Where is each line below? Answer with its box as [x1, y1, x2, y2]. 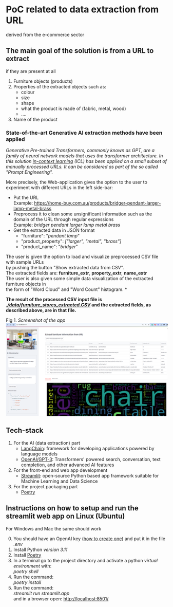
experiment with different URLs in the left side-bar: [6, 185, 113, 191]
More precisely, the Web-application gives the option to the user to [6, 179, 148, 186]
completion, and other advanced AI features [21, 462, 114, 468]
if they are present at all [6, 68, 56, 74]
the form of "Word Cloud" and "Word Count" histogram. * [6, 286, 127, 292]
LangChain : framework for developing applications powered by [21, 445, 155, 451]
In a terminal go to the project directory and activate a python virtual [13, 557, 158, 563]
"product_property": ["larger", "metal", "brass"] [21, 238, 122, 245]
